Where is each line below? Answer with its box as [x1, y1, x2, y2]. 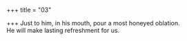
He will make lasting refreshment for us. [6, 27, 120, 34]
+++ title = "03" [6, 6, 52, 14]
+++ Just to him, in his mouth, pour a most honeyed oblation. [6, 19, 180, 27]
